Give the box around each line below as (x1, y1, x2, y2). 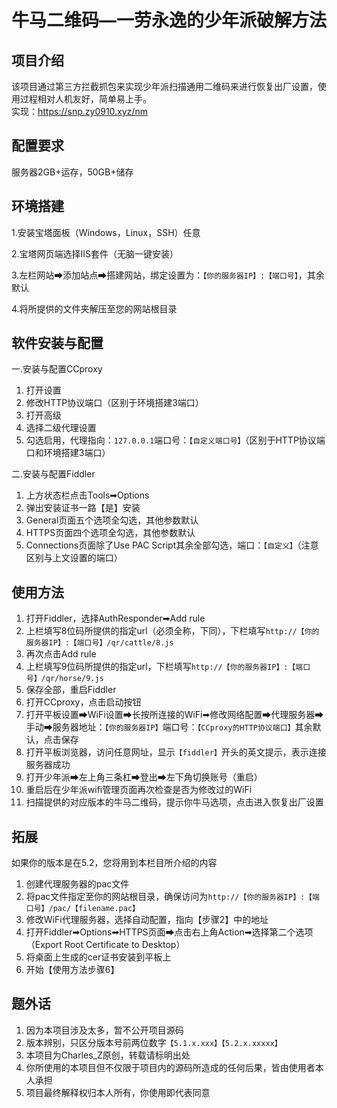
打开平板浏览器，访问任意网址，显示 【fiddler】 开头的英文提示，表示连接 (25, 746, 327, 758)
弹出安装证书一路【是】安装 (25, 502, 141, 514)
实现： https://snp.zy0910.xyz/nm (11, 106, 148, 117)
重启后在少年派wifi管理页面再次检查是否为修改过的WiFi (25, 784, 253, 796)
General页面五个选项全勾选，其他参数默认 (25, 514, 199, 526)
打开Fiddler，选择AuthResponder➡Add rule (25, 612, 206, 625)
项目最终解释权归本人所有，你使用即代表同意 (25, 1086, 211, 1098)
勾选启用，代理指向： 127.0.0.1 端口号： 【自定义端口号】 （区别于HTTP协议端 (25, 434, 326, 446)
